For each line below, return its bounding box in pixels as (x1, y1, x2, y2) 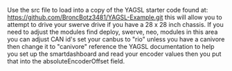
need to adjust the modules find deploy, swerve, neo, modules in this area (7, 28, 218, 36)
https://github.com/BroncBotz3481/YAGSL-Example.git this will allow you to (7, 13, 223, 21)
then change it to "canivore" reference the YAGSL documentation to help (7, 43, 215, 50)
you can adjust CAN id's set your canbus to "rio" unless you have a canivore (7, 35, 225, 43)
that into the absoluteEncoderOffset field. (7, 57, 125, 65)
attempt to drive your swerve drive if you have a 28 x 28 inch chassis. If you (7, 21, 224, 28)
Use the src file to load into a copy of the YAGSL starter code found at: (7, 6, 208, 14)
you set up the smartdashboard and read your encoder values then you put (7, 50, 222, 58)
